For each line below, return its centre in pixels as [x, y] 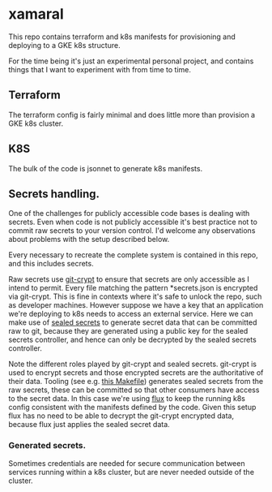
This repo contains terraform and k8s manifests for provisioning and [122, 37]
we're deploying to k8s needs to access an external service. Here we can [131, 314]
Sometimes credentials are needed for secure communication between [127, 463]
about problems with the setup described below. [89, 240]
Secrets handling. [54, 194]
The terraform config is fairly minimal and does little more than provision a [132, 114]
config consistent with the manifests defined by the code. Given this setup [132, 408]
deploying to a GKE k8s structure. [64, 45]
